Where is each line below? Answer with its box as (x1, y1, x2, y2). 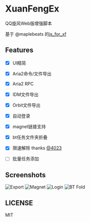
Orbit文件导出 (12, 102, 41, 108)
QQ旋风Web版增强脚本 (5, 20, 52, 26)
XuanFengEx (5, 3, 59, 15)
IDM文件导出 (12, 91, 39, 97)
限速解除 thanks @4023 (12, 145, 62, 151)
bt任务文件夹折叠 (12, 134, 47, 140)
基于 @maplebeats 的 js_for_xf (5, 31, 66, 37)
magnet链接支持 (12, 124, 46, 130)
